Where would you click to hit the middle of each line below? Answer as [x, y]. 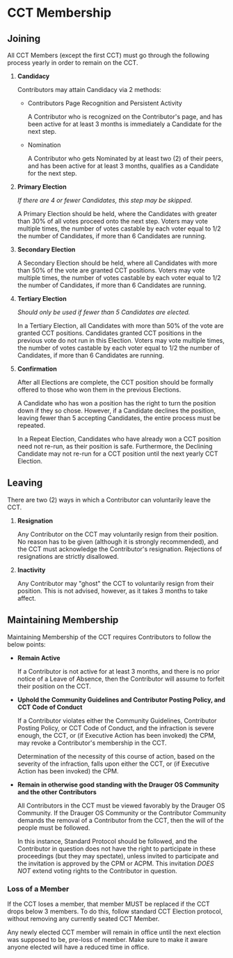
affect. [26, 598]
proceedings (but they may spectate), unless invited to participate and [118, 856]
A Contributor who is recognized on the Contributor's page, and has [125, 117]
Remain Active [39, 658]
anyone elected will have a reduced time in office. [78, 947]
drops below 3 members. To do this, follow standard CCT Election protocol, [115, 911]
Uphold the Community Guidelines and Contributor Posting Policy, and [121, 700]
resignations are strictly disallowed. [68, 556]
